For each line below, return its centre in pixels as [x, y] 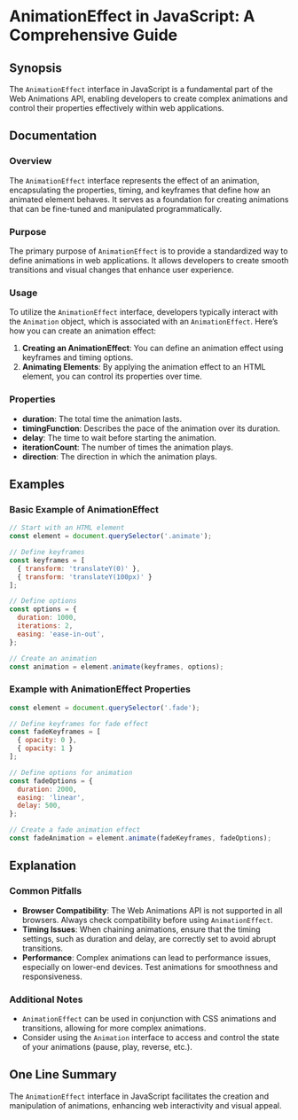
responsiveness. [52, 976]
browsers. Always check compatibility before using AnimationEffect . [147, 920]
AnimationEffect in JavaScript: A [132, 16]
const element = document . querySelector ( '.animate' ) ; [111, 537]
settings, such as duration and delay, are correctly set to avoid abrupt [149, 938]
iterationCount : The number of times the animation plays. [127, 447]
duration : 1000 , [47, 618]
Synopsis [35, 68]
